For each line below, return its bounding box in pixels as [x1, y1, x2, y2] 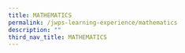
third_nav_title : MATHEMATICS [8, 33, 108, 41]
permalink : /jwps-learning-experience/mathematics [8, 19, 178, 26]
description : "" [8, 26, 61, 34]
